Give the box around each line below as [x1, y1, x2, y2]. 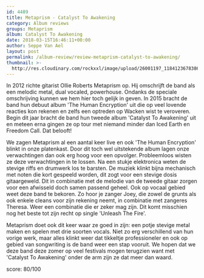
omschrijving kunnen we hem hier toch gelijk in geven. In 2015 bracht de [6, 95, 188, 102]
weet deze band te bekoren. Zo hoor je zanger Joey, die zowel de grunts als [6, 191, 197, 198]
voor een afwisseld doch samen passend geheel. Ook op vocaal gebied [6, 184, 186, 191]
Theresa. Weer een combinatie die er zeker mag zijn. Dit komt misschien [6, 203, 188, 211]
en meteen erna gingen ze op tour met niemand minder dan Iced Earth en [6, 121, 190, 128]
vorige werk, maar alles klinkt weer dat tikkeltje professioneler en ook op [6, 234, 188, 242]
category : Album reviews [6, 20, 69, 26]
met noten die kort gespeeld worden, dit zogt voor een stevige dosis [6, 171, 177, 178]
